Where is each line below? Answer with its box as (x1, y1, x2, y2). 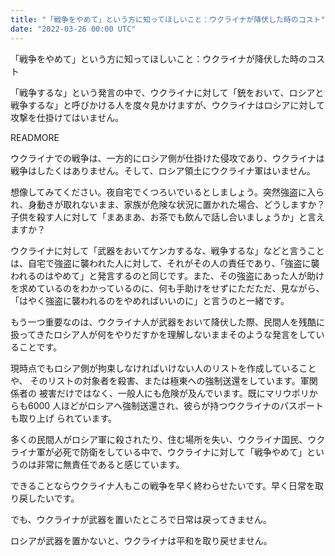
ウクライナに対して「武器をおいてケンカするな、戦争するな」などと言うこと (10, 244, 325, 256)
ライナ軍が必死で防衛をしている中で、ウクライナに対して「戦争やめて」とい (10, 446, 325, 458)
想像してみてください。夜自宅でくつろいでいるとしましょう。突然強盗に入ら (10, 186, 325, 198)
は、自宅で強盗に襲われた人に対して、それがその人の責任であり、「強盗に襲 (10, 257, 320, 269)
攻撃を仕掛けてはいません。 (10, 111, 125, 123)
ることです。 (10, 341, 63, 353)
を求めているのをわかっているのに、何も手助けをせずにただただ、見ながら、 (10, 282, 325, 294)
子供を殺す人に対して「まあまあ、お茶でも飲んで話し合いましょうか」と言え (10, 211, 325, 223)
